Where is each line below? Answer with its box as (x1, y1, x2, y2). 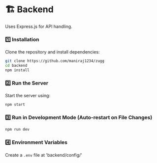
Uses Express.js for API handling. (5, 23, 72, 29)
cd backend (5, 63, 28, 68)
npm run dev (5, 127, 30, 132)
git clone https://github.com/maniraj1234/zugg (5, 58, 105, 64)
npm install (5, 67, 30, 73)
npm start (5, 102, 26, 107)
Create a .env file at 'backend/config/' (5, 152, 83, 158)
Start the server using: (5, 93, 51, 99)
